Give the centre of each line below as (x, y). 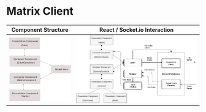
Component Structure (40, 30)
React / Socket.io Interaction (136, 30)
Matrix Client (40, 11)
